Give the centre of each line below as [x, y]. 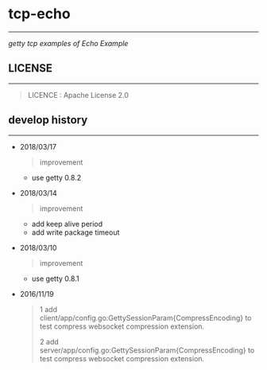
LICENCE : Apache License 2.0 [78, 95]
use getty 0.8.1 [55, 278]
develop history [48, 120]
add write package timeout [75, 232]
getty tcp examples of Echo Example [68, 43]
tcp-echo [39, 14]
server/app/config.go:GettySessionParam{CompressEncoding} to [147, 350]
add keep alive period [67, 224]
